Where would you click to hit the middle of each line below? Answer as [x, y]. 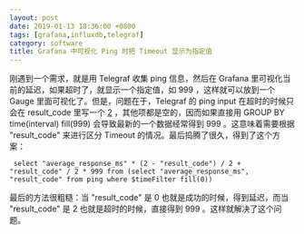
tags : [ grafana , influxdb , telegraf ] [77, 34]
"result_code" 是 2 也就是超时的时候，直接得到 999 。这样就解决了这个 [142, 209]
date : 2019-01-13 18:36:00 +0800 [73, 26]
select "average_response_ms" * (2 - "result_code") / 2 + [127, 164]
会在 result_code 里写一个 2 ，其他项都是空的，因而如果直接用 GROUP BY [147, 112]
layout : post [34, 18]
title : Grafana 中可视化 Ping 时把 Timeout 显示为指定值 [111, 52]
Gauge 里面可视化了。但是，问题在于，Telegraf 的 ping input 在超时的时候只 [152, 102]
